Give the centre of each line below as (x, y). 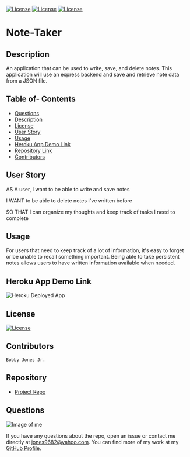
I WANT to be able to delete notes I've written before (69, 200)
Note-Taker (34, 33)
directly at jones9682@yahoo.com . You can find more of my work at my (92, 442)
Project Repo (30, 391)
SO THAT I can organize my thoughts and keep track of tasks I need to (91, 212)
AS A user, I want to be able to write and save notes (68, 189)
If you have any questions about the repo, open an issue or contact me (91, 435)
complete (17, 218)
